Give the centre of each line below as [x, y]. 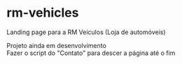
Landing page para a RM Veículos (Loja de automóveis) [86, 32]
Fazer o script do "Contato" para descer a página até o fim [91, 53]
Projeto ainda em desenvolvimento [56, 45]
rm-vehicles [43, 13]
